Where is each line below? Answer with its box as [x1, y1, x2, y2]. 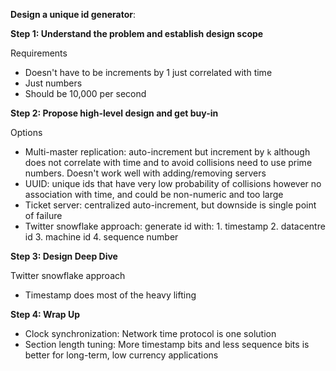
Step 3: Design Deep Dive [10, 250, 118, 262]
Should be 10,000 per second [24, 88, 147, 99]
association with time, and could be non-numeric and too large [24, 189, 284, 200]
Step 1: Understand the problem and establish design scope [10, 28, 264, 39]
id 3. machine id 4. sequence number [24, 231, 179, 243]
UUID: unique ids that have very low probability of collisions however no [24, 178, 322, 189]
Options [10, 127, 43, 138]
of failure [24, 210, 63, 221]
